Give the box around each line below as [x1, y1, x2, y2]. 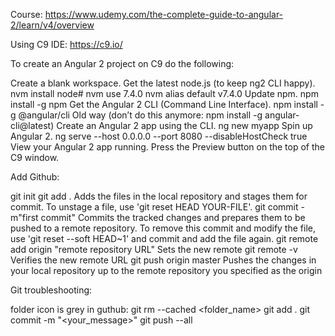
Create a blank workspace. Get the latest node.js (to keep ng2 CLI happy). [10, 77, 316, 89]
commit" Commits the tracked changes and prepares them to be [40, 212, 306, 223]
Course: [10, 9, 43, 20]
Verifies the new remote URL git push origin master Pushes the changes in [10, 254, 317, 266]
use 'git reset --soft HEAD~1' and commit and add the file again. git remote [10, 233, 319, 244]
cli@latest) [10, 120, 55, 131]
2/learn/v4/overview [10, 19, 95, 31]
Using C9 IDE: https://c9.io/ [10, 39, 123, 50]
